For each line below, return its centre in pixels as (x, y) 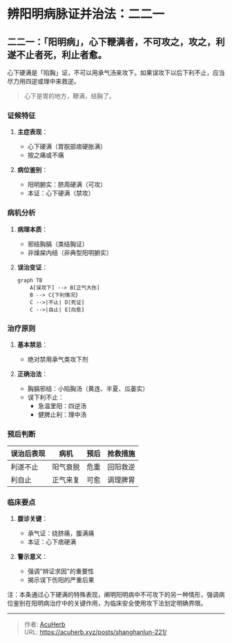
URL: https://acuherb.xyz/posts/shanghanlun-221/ (95, 632)
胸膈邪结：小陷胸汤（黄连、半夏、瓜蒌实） (88, 388)
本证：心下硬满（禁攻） (61, 193)
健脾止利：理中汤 (62, 414)
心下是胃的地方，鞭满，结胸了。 (69, 96)
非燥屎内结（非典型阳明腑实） (70, 252)
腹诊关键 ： (32, 519)
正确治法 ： (32, 374)
